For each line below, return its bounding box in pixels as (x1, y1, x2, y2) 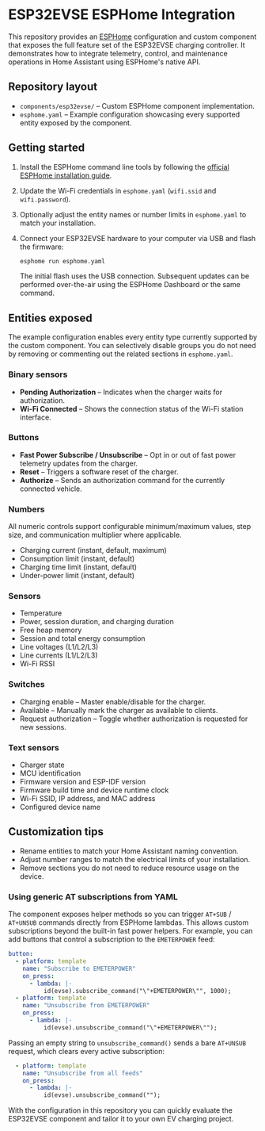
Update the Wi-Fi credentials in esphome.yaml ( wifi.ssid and (19, 186, 217, 195)
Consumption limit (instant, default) (19, 554, 135, 564)
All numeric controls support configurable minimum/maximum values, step (8, 522, 252, 531)
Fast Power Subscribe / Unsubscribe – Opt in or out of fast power (19, 450, 236, 459)
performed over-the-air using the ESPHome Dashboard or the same (19, 280, 241, 289)
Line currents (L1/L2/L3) (19, 650, 98, 660)
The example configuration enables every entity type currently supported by (8, 332, 258, 342)
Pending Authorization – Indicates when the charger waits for (19, 387, 223, 397)
